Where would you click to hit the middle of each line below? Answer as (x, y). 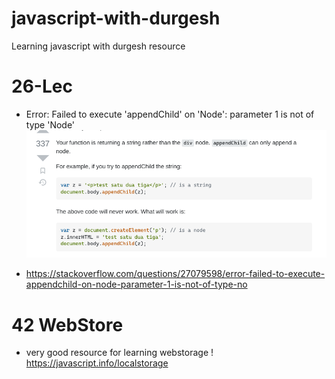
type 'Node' (50, 124)
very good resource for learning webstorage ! (119, 353)
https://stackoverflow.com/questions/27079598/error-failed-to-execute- (175, 274)
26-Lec (42, 86)
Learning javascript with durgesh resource (98, 46)
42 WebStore (67, 324)
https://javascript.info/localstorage (97, 363)
